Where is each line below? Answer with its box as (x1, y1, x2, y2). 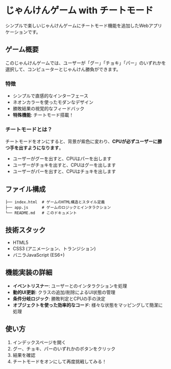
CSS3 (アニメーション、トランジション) (12, 245, 96, 252)
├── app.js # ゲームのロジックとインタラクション (5, 205, 111, 210)
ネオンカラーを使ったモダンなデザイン (12, 99, 93, 105)
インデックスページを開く (12, 339, 66, 345)
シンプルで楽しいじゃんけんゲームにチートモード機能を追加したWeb (5, 22, 149, 29)
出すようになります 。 (18, 145, 64, 151)
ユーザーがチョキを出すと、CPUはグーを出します (12, 162, 116, 168)
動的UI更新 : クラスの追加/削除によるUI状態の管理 (12, 289, 116, 295)
